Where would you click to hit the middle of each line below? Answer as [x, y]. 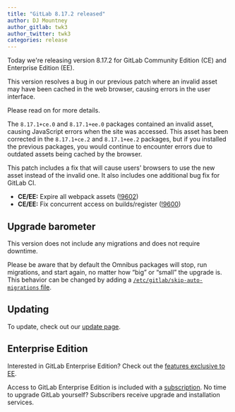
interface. [21, 97]
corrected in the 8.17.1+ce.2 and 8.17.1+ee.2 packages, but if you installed [117, 139]
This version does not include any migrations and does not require [104, 243]
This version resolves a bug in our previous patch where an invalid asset [112, 81]
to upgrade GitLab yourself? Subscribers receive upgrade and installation [114, 394]
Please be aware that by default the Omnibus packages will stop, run [107, 264]
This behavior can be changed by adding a [70, 280]
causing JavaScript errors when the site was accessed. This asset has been [118, 132]
